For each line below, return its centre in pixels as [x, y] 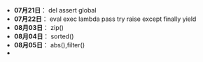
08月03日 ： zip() [39, 28]
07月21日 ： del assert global [55, 10]
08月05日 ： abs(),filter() [49, 45]
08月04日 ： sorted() [44, 36]
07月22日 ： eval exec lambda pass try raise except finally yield [105, 19]
